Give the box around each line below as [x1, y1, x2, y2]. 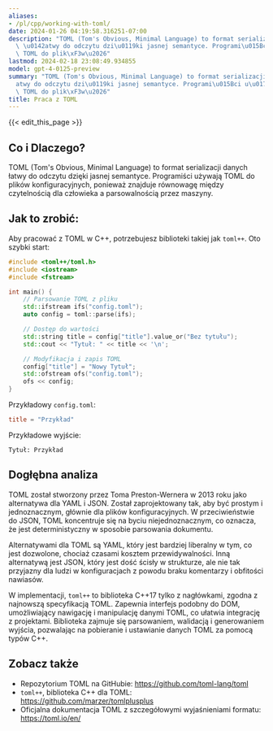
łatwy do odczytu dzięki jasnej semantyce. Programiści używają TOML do [8, 172, 256, 181]
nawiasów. [8, 574, 44, 584]
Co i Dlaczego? [8, 141, 86, 154]
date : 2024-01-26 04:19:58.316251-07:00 [8, 27, 148, 35]
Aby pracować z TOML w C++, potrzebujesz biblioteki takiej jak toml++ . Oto [8, 233, 262, 243]
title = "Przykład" [8, 416, 75, 424]
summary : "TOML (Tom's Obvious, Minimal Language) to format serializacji [8, 72, 267, 80]
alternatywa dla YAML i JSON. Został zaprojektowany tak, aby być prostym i [8, 498, 263, 508]
